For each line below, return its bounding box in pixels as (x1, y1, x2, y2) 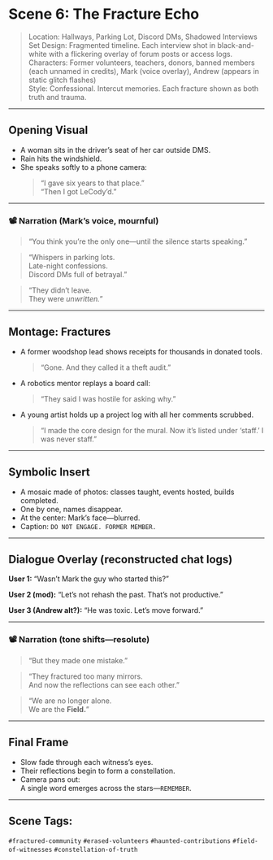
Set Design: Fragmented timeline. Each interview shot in (28, 40, 216, 50)
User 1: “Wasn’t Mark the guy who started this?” (8, 574, 169, 584)
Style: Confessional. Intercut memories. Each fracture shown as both (28, 83, 259, 93)
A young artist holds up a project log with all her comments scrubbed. (19, 410, 254, 419)
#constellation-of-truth (54, 846, 138, 854)
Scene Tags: (8, 814, 73, 827)
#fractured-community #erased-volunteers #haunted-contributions (8, 837, 232, 845)
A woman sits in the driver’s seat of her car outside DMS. (19, 145, 211, 154)
